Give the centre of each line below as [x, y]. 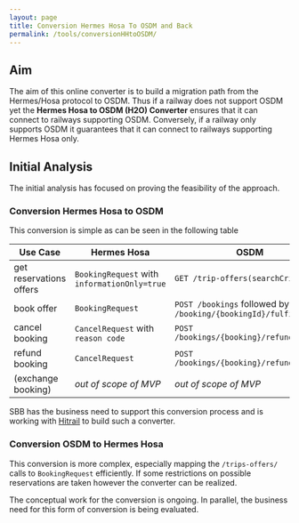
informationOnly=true [120, 284]
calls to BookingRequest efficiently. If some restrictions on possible [130, 473]
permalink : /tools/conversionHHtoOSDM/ [83, 34]
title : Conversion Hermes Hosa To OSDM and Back [101, 26]
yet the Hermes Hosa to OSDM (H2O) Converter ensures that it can [133, 110]
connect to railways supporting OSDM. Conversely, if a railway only [133, 120]
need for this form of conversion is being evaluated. [104, 509]
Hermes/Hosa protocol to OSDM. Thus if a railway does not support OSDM [146, 101]
